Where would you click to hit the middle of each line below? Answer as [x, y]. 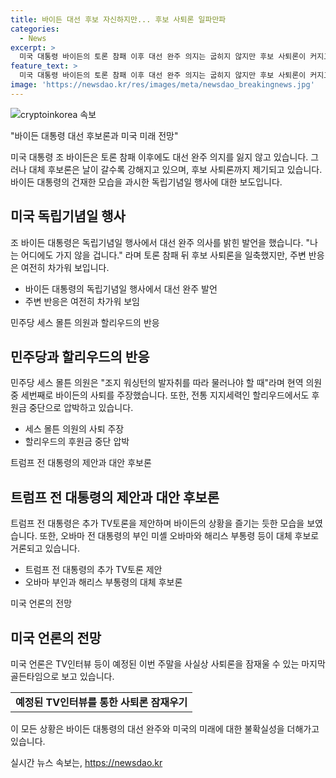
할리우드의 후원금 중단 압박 [77, 442]
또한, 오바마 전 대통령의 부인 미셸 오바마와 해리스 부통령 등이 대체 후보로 [179, 536]
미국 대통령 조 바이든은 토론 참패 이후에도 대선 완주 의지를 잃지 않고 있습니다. [159, 157]
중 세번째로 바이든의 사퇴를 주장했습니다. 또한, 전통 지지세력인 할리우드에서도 [160, 395]
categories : [35, 29]
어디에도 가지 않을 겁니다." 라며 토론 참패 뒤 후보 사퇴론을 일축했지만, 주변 [163, 255]
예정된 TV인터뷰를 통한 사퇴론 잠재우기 [101, 702]
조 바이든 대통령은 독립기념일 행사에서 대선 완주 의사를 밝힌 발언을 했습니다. [157, 242]
